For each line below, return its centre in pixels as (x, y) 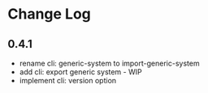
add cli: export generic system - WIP (81, 72)
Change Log (49, 14)
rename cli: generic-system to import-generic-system (109, 63)
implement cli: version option (68, 80)
